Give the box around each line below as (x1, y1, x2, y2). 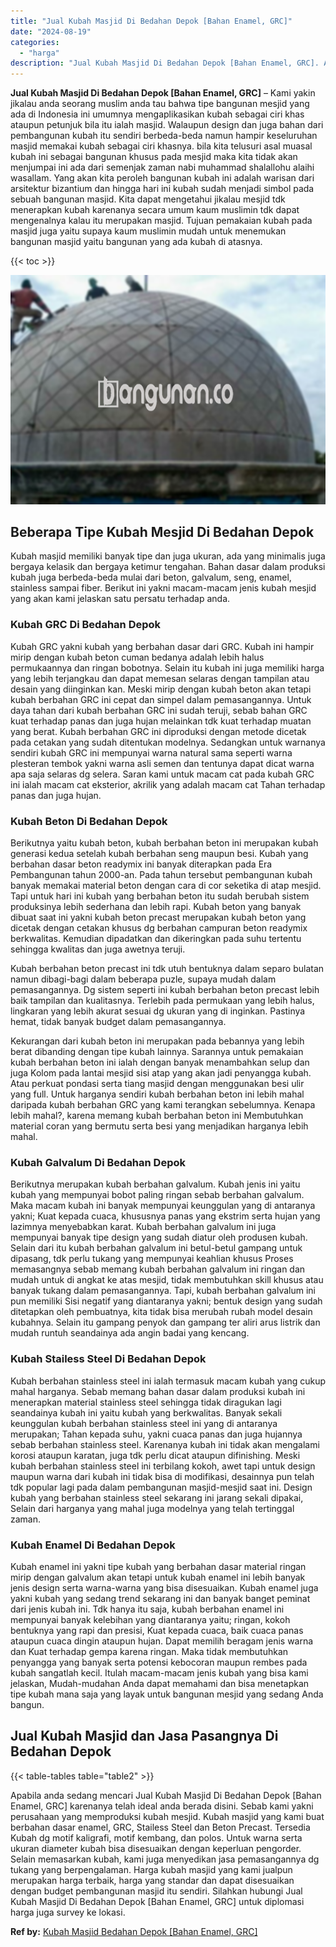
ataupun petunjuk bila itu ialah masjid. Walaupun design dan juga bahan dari (10, 119, 324, 131)
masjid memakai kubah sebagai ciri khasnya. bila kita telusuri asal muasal (10, 140, 313, 152)
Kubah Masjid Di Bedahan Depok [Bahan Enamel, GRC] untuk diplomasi (10, 1895, 305, 1907)
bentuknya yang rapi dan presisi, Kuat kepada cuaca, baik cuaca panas (10, 1624, 304, 1636)
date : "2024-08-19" (10, 26, 92, 37)
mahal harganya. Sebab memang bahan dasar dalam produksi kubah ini (10, 1385, 306, 1397)
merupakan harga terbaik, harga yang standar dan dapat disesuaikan (10, 1874, 295, 1886)
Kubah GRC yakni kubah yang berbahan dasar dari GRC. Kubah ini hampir (10, 640, 315, 652)
